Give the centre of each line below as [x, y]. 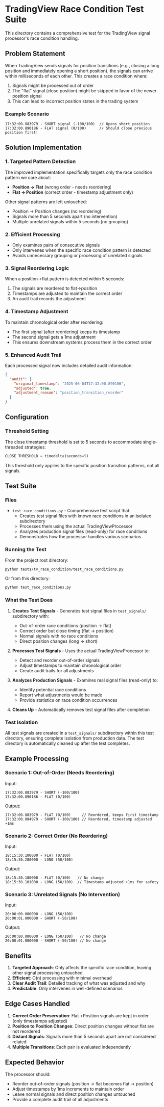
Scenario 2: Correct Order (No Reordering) [57, 836]
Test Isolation [22, 722]
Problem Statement [35, 54]
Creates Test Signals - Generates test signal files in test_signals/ [79, 611]
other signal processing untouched [47, 973]
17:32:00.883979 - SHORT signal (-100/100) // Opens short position [78, 124]
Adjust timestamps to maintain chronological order [70, 665]
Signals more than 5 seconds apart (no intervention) [65, 216]
